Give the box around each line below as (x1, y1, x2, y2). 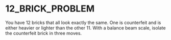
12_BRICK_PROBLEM (5, 3, 95, 14)
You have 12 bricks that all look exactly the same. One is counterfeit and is (5, 19, 161, 25)
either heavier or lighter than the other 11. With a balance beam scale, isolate (5, 24, 166, 30)
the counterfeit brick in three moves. (5, 30, 82, 36)
